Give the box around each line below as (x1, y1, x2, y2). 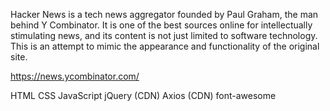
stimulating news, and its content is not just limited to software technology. (10, 30, 318, 41)
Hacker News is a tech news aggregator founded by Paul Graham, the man (10, 9, 319, 20)
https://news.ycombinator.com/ (10, 70, 140, 82)
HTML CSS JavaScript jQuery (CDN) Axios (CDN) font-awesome (10, 90, 277, 101)
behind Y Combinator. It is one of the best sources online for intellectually (10, 19, 313, 31)
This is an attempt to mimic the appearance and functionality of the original (10, 40, 320, 52)
